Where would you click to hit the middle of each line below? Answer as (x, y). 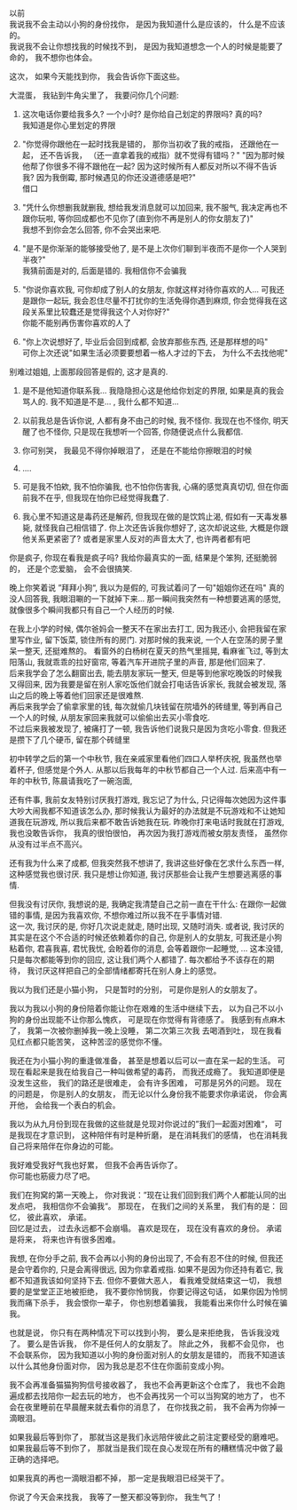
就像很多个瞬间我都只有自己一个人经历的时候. (92, 610)
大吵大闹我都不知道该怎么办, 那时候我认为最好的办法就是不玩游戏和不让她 (143, 811)
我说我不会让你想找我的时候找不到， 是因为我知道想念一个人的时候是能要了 (146, 46)
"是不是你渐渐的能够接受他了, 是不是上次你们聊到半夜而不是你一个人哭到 (154, 248)
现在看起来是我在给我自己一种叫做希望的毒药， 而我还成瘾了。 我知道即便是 (147, 1072)
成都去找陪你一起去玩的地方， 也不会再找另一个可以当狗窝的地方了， (142, 1396)
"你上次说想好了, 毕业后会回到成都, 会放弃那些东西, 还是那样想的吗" (145, 342)
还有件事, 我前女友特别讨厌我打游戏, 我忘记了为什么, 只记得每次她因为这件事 (148, 799)
